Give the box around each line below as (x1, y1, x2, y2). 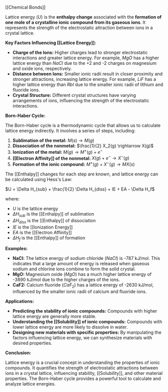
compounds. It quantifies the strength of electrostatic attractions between (5, 365, 158, 371)
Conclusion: (5, 350, 32, 356)
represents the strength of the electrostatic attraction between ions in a (5, 25, 153, 31)
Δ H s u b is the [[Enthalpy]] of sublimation (12, 211, 95, 218)
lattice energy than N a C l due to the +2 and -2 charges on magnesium (12, 60, 157, 66)
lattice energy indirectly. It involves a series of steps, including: (5, 128, 136, 134)
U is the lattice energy (12, 206, 58, 212)
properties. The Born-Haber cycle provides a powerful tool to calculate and (5, 375, 161, 381)
